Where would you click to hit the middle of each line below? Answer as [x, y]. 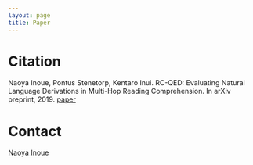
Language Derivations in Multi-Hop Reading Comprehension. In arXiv [119, 91]
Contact [35, 131]
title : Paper [29, 23]
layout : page [29, 15]
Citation [34, 61]
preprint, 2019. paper [42, 99]
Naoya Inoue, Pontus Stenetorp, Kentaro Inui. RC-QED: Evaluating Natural [127, 83]
